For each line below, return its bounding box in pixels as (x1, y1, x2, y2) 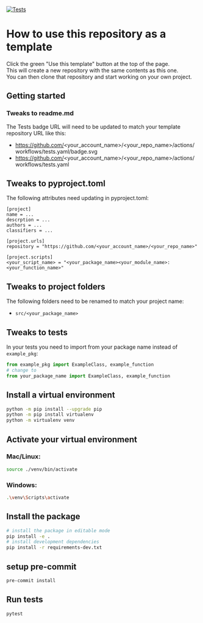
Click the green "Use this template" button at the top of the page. (6, 60, 170, 67)
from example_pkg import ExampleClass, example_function (6, 361, 154, 368)
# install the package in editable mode (6, 527, 111, 533)
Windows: (6, 480, 38, 489)
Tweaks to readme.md (6, 109, 74, 118)
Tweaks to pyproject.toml (6, 179, 105, 189)
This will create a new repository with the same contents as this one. (6, 66, 179, 74)
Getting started (6, 91, 66, 101)
